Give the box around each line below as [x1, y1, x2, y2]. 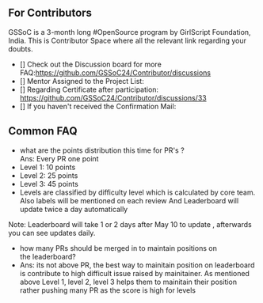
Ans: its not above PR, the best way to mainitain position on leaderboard [19, 260, 255, 270]
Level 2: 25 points [19, 170, 78, 180]
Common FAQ [8, 124, 78, 138]
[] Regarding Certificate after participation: [19, 85, 159, 94]
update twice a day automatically [19, 204, 128, 214]
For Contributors [8, 6, 93, 20]
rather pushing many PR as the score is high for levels [19, 285, 196, 295]
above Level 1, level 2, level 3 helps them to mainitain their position [19, 277, 238, 286]
